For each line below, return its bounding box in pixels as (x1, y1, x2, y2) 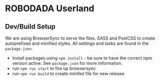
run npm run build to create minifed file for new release (12, 71, 125, 76)
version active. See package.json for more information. (12, 61, 123, 66)
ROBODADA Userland (5, 3, 95, 14)
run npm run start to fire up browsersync (12, 65, 96, 71)
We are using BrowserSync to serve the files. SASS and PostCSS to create (5, 35, 156, 41)
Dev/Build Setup (5, 22, 55, 31)
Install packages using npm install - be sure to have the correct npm (12, 55, 153, 61)
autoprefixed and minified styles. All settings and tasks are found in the (5, 40, 149, 46)
